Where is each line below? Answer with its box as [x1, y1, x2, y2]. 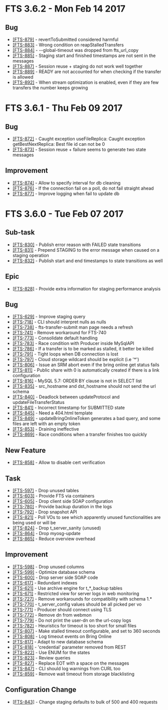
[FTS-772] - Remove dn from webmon [12, 612, 92, 618]
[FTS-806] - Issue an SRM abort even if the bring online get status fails [12, 362, 159, 368]
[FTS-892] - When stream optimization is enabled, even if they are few [12, 79, 159, 85]
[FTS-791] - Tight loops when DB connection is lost [12, 351, 119, 357]
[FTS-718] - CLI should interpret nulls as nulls [12, 319, 106, 325]
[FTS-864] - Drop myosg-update [12, 530, 81, 537]
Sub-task [5, 228, 35, 237]
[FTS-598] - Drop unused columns [12, 563, 84, 570]
